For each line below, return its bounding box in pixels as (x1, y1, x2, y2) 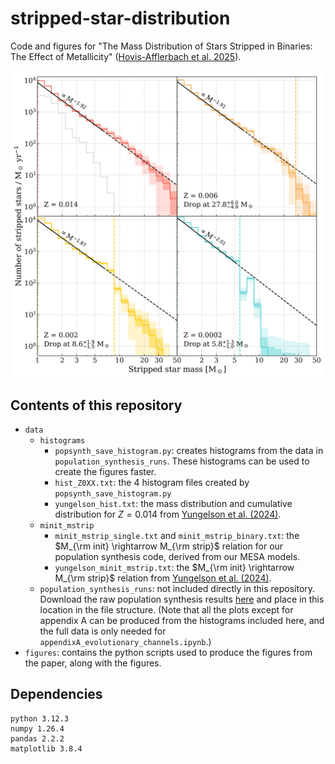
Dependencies (10, 686, 103, 703)
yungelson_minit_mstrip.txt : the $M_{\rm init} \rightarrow (54, 561, 295, 573)
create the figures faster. (54, 465, 157, 477)
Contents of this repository (10, 397, 183, 414)
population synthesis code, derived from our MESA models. (54, 550, 301, 562)
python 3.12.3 (10, 713, 70, 724)
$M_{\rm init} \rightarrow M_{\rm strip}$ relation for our (54, 540, 284, 552)
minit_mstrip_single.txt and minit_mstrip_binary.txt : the (54, 529, 300, 541)
